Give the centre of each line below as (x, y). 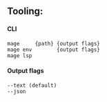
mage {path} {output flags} (53, 43)
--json (17, 91)
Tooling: (25, 11)
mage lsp (20, 55)
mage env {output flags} (53, 50)
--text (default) (32, 85)
